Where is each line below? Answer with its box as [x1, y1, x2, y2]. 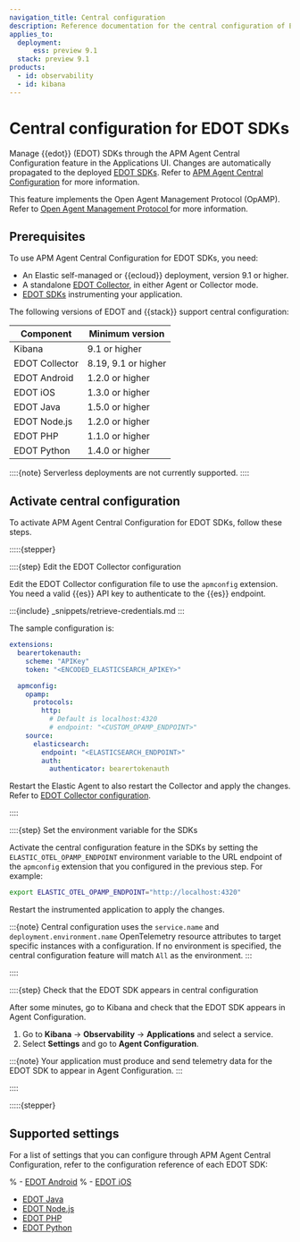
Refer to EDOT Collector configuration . [9, 790, 152, 801]
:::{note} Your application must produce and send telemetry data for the [9, 1056, 272, 1067]
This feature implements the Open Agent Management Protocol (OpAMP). [9, 193, 280, 204]
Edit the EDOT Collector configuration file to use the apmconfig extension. [9, 579, 279, 590]
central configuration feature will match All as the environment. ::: [9, 950, 253, 961]
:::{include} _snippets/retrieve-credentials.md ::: [9, 606, 185, 617]
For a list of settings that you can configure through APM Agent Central [9, 1150, 271, 1160]
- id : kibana [17, 80, 66, 89]
